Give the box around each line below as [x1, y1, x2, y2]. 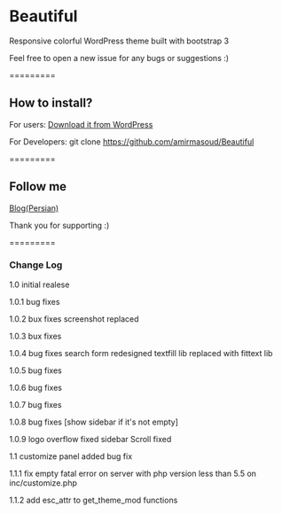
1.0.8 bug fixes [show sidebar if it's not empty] [9, 417, 179, 427]
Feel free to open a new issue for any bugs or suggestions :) [9, 52, 229, 63]
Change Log [9, 259, 63, 271]
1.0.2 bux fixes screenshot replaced [9, 313, 139, 324]
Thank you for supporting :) [9, 220, 110, 230]
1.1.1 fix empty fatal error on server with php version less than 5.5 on [9, 468, 257, 479]
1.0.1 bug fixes [9, 296, 60, 307]
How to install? [9, 96, 93, 111]
